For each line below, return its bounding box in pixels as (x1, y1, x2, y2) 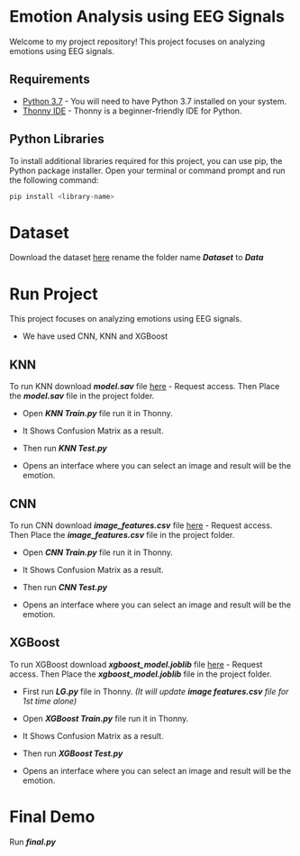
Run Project (9, 284, 98, 304)
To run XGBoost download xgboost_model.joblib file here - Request (9, 659, 263, 669)
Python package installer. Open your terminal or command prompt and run (9, 165, 286, 176)
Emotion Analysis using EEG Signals (9, 6, 286, 27)
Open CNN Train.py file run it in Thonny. (22, 547, 174, 558)
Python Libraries (9, 132, 105, 147)
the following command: (9, 174, 99, 186)
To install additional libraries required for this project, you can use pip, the (9, 155, 283, 166)
